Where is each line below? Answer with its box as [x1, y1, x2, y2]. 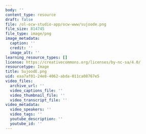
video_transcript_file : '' [10, 97, 68, 102]
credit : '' [10, 45, 33, 50]
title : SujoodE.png [5, 69, 47, 74]
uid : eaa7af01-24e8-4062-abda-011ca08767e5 [5, 74, 100, 79]
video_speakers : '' [10, 107, 52, 112]
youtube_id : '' [10, 121, 43, 126]
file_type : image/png [5, 31, 52, 36]
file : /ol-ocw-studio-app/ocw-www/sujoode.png [5, 21, 107, 27]
